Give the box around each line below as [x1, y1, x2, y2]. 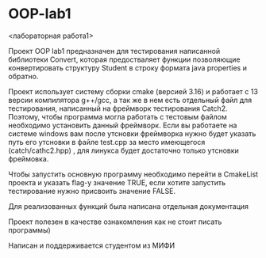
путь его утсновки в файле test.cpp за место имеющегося [8, 137, 206, 146]
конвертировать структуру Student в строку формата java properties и [8, 63, 248, 72]
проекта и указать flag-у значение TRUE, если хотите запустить [8, 177, 226, 187]
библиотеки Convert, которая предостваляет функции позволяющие [8, 55, 241, 64]
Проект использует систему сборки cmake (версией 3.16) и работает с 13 [8, 86, 258, 96]
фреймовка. [8, 154, 49, 163]
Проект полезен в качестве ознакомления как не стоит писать [8, 217, 222, 226]
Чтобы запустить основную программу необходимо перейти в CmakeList [8, 169, 259, 179]
